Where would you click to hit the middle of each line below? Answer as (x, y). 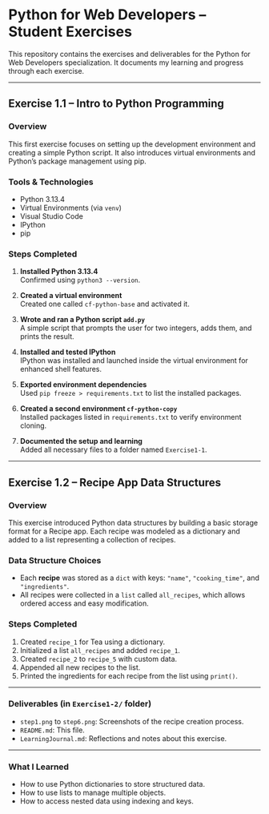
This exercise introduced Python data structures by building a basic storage (133, 522)
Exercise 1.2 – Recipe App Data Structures (115, 482)
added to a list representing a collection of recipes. (92, 539)
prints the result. (47, 336)
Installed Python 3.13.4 (59, 272)
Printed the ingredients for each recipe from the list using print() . (128, 675)
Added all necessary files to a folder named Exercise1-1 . (113, 449)
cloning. (33, 425)
